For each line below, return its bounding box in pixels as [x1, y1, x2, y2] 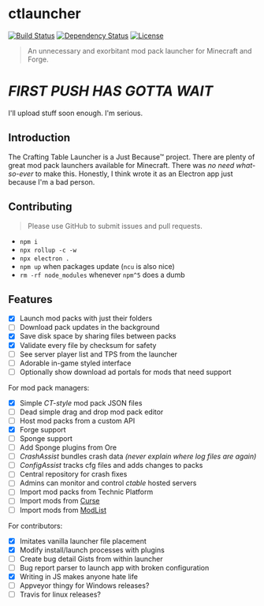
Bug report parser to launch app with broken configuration [19, 563, 210, 572]
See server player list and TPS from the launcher [19, 349, 178, 359]
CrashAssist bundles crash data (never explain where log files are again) [19, 451, 257, 462]
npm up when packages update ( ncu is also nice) [19, 261, 175, 271]
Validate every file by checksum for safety [19, 340, 157, 350]
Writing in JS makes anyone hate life [19, 571, 138, 581]
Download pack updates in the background [19, 323, 160, 332]
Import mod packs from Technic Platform [19, 487, 154, 497]
